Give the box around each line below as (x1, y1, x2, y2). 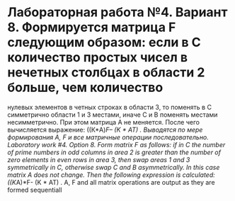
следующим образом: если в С (7, 35, 201, 50)
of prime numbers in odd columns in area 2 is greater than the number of (7, 148, 222, 156)
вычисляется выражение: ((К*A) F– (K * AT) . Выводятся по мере (7, 125, 203, 134)
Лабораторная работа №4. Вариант (7, 4, 228, 21)
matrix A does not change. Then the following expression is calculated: (7, 171, 216, 179)
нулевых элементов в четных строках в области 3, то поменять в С (7, 103, 212, 111)
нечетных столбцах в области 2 (7, 64, 205, 81)
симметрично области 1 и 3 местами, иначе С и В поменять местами (7, 110, 218, 119)
